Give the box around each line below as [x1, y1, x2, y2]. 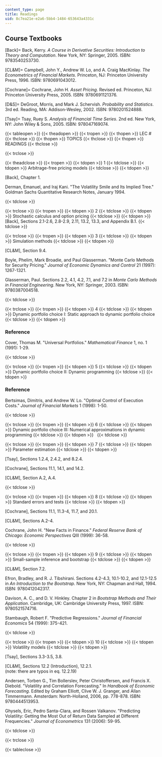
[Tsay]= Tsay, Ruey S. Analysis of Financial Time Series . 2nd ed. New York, [5, 116, 156, 122]
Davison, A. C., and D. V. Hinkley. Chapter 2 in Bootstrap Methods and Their [5, 595, 157, 601]
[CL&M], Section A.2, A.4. [5, 475, 57, 481]
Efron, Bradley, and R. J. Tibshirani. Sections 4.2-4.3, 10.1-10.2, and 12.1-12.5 [5, 575, 157, 581]
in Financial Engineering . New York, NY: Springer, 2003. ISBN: [5, 282, 130, 288]
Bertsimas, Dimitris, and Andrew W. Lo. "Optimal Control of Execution [5, 397, 144, 403]
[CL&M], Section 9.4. [5, 248, 47, 253]
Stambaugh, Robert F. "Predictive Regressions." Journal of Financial [5, 615, 142, 621]
